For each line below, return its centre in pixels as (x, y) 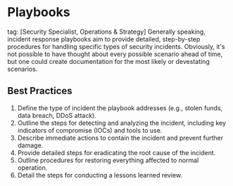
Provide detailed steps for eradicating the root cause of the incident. (116, 152)
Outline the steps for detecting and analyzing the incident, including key (122, 123)
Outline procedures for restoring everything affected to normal (108, 160)
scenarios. (23, 69)
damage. (30, 145)
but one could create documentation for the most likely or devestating (108, 61)
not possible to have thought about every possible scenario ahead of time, (115, 54)
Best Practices (40, 91)
